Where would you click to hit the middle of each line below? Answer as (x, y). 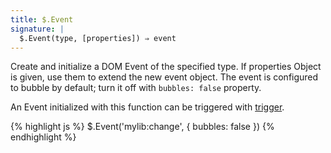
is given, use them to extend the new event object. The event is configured (164, 77)
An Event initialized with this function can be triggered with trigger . (147, 107)
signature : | (37, 29)
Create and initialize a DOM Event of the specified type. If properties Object (166, 67)
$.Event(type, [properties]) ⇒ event (98, 38)
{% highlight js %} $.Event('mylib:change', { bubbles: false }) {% (142, 127)
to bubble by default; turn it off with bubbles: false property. (136, 88)
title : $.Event (42, 19)
